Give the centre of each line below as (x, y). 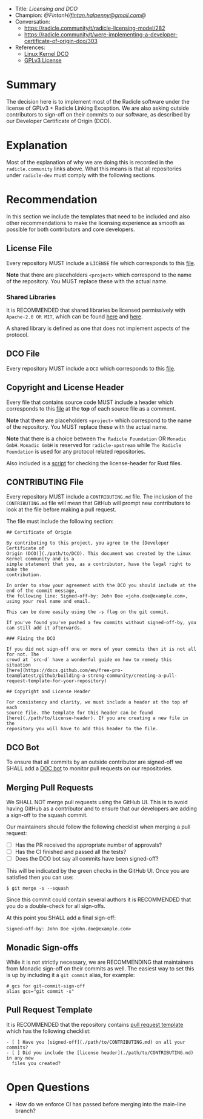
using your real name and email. (48, 602)
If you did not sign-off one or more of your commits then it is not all (101, 649)
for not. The (23, 654)
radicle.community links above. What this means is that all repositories (94, 169)
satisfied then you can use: (40, 877)
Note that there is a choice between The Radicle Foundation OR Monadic (96, 439)
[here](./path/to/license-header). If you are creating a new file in (97, 718)
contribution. (24, 575)
